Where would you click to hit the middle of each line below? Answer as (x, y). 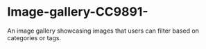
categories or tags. (34, 37)
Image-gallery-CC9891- (78, 12)
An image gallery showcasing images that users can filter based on (103, 31)
